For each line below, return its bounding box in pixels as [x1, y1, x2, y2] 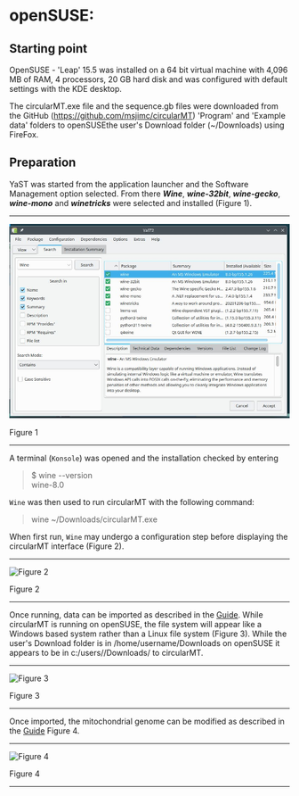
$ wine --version [30, 470, 93, 481]
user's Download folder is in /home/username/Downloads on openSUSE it [9, 638, 280, 649]
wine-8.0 [30, 479, 65, 491]
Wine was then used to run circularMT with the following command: [9, 497, 255, 508]
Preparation [9, 155, 77, 170]
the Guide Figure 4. [9, 726, 80, 736]
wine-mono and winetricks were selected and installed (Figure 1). [9, 197, 253, 208]
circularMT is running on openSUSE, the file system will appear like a [9, 619, 263, 630]
